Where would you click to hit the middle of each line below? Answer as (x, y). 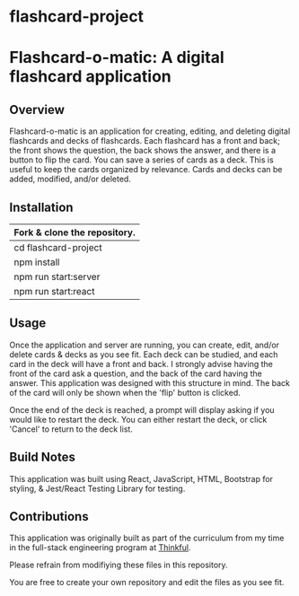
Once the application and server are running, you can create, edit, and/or (145, 345)
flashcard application (91, 77)
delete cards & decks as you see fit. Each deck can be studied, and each (144, 354)
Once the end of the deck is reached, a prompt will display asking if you (142, 409)
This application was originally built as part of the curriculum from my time (147, 538)
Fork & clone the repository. (75, 232)
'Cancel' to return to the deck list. (71, 429)
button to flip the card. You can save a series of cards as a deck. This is (141, 160)
